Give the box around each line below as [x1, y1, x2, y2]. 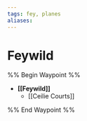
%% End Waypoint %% [7, 105, 75, 114]
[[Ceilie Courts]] [27, 92, 75, 100]
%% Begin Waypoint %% [7, 71, 81, 79]
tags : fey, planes [7, 10, 61, 18]
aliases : [7, 17, 33, 24]
